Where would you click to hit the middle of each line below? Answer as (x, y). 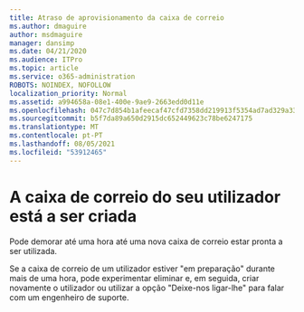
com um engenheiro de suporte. (69, 297)
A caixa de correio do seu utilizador (145, 197)
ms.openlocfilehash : (48, 110)
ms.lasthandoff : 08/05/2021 (62, 144)
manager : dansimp (42, 43)
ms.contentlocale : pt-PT (56, 136)
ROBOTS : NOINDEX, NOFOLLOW (60, 85)
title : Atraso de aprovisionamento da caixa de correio (117, 18)
